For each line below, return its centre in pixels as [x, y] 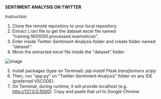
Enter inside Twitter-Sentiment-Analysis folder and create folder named [84, 41]
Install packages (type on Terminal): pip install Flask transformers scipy [84, 71]
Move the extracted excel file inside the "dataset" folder [68, 52]
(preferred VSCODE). [33, 81]
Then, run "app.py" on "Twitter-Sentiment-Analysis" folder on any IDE [82, 76]
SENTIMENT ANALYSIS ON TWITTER [43, 7]
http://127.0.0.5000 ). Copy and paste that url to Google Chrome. [76, 91]
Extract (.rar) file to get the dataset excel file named [64, 31]
